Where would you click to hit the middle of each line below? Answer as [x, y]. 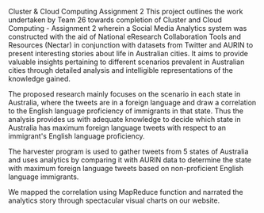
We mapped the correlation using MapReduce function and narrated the [126, 192]
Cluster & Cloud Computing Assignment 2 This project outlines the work [126, 11]
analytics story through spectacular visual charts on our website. [114, 200]
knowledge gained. [40, 79]
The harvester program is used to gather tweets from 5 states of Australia [128, 151]
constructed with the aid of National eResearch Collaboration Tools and [125, 36]
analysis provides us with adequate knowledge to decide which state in [124, 119]
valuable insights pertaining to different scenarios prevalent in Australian [126, 62]
